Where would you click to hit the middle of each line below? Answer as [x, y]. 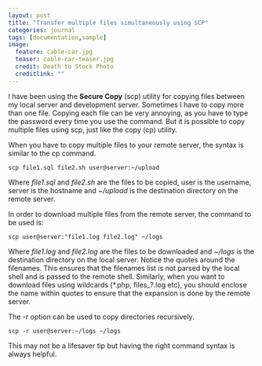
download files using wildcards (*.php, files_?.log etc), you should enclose [127, 284]
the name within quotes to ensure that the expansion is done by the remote [129, 293]
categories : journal [42, 30]
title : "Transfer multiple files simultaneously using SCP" [109, 23]
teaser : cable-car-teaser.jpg [64, 60]
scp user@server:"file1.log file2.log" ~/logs [86, 236]
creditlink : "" [40, 74]
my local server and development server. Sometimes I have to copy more [126, 104]
